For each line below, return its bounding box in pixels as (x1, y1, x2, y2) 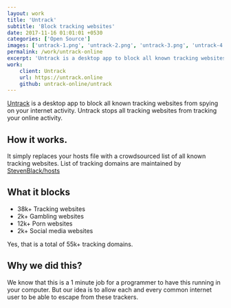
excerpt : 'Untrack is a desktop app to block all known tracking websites (7, 55, 226, 62)
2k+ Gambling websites (16, 212, 85, 220)
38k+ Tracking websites (16, 204, 86, 213)
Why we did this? (7, 260, 82, 272)
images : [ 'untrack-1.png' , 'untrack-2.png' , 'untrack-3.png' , (7, 42, 189, 49)
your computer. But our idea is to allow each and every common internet (7, 285, 212, 294)
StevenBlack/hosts (7, 166, 60, 175)
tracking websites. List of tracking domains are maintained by (7, 159, 181, 168)
